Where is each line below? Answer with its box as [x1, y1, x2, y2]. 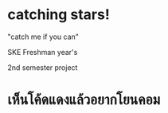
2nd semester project [7, 62, 78, 72]
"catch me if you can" [7, 32, 79, 41]
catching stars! [7, 6, 111, 24]
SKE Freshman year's [7, 47, 78, 56]
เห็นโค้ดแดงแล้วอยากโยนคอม [7, 91, 161, 109]
